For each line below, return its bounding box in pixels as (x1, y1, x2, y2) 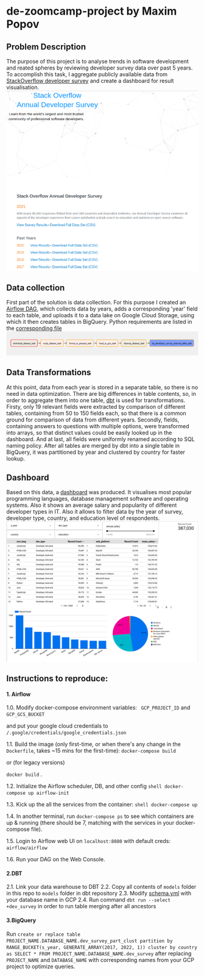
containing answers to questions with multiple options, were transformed (6, 422, 189, 429)
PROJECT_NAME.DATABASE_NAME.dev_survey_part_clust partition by (6, 938, 173, 944)
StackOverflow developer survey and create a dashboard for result (6, 77, 174, 84)
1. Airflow (6, 691, 31, 698)
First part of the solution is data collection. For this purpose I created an (6, 299, 186, 306)
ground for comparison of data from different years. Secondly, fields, (6, 416, 180, 423)
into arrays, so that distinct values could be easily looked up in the (6, 429, 172, 436)
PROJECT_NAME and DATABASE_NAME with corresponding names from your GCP (6, 956, 195, 963)
